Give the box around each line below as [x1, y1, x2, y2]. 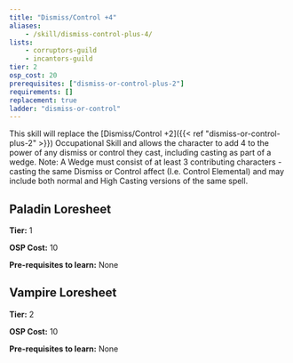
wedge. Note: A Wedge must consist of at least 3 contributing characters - [9, 157, 282, 167]
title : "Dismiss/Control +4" [9, 12, 117, 22]
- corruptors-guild [25, 46, 98, 55]
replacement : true [9, 95, 77, 105]
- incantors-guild [25, 54, 93, 63]
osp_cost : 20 [9, 71, 58, 80]
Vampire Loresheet [9, 286, 117, 301]
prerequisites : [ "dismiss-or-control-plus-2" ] [9, 79, 185, 88]
